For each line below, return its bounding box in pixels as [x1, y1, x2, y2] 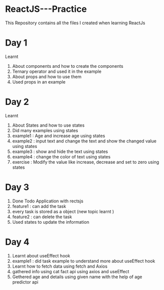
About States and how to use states [12, 122, 85, 128]
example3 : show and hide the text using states [12, 148, 108, 154]
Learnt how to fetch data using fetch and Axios [12, 263, 107, 269]
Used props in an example [12, 79, 66, 85]
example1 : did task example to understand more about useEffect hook [12, 258, 155, 264]
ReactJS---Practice [5, 3, 87, 15]
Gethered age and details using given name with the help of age [12, 274, 143, 280]
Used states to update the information [12, 219, 90, 225]
